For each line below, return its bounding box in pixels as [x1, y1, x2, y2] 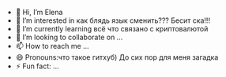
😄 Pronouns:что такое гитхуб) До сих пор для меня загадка [15, 53, 219, 62]
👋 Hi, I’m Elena [15, 8, 63, 16]
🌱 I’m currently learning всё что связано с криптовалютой [15, 24, 209, 33]
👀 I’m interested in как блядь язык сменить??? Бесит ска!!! [15, 16, 211, 25]
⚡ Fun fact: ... [15, 61, 59, 71]
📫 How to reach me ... [15, 42, 89, 50]
